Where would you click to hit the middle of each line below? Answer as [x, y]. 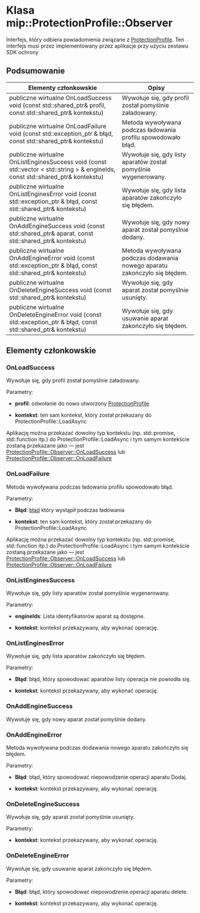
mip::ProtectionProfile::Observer [89, 23]
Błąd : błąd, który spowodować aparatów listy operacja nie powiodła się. [103, 679]
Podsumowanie [36, 71]
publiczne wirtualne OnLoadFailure [58, 126]
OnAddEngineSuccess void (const [57, 226]
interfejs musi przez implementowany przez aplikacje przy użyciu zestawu [97, 46]
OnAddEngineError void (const [52, 258]
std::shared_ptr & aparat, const [51, 233]
